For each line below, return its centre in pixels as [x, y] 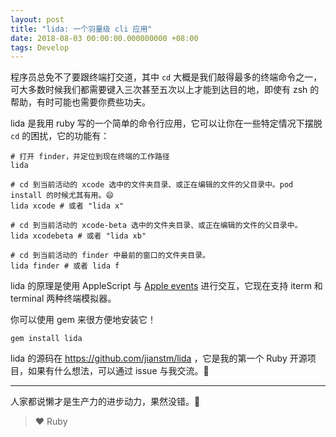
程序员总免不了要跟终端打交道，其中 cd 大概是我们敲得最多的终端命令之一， [166, 77]
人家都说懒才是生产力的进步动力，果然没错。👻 [105, 402]
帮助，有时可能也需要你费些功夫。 [80, 102]
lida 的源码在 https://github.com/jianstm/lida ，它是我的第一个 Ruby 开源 [159, 358]
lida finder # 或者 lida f [65, 266]
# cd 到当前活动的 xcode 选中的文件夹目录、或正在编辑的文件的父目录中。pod [152, 185]
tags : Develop [40, 47]
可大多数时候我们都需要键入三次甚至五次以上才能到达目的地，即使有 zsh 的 [165, 90]
